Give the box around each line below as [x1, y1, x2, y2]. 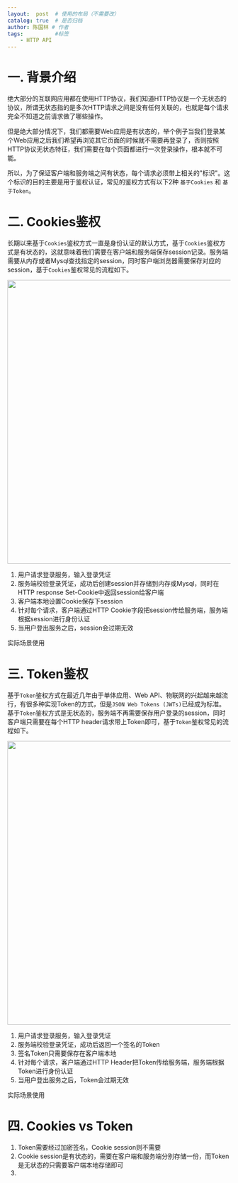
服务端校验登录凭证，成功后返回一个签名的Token [17, 1040, 160, 1048]
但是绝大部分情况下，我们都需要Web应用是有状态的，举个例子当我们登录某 [7, 127, 225, 135]
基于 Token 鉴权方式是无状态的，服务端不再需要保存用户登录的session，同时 [7, 709, 226, 717]
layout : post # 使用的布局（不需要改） [7, 10, 120, 18]
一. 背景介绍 [7, 70, 76, 86]
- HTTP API [20, 37, 52, 44]
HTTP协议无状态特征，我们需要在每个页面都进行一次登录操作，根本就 [7, 145, 210, 153]
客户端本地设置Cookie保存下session [17, 597, 123, 605]
